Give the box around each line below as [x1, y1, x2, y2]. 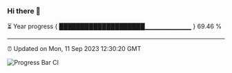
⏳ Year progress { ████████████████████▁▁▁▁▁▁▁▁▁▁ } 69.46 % [7, 22, 222, 30]
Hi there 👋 [7, 6, 41, 16]
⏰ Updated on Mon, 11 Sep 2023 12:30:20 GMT [7, 45, 142, 53]
